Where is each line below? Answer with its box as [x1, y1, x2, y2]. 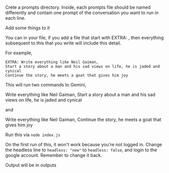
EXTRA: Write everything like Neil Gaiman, [5, 60, 99, 65]
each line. [5, 15, 26, 21]
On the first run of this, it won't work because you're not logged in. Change [5, 142, 162, 147]
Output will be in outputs [5, 162, 57, 168]
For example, [5, 50, 33, 56]
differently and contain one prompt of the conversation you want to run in [5, 10, 159, 16]
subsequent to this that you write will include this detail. [5, 40, 122, 46]
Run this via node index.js [5, 132, 61, 138]
